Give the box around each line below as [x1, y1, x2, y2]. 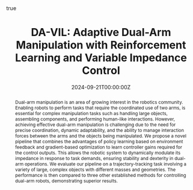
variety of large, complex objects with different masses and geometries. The [14, 166, 176, 173]
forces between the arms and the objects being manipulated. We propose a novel [14, 132, 186, 139]
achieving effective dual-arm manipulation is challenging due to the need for [14, 121, 176, 128]
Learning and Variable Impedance [14, 51, 188, 65]
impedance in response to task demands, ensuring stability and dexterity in [14, 155, 174, 161]
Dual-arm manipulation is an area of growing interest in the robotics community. [14, 99, 183, 105]
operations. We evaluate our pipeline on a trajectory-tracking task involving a [24, 161, 187, 167]
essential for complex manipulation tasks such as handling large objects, [14, 110, 168, 116]
